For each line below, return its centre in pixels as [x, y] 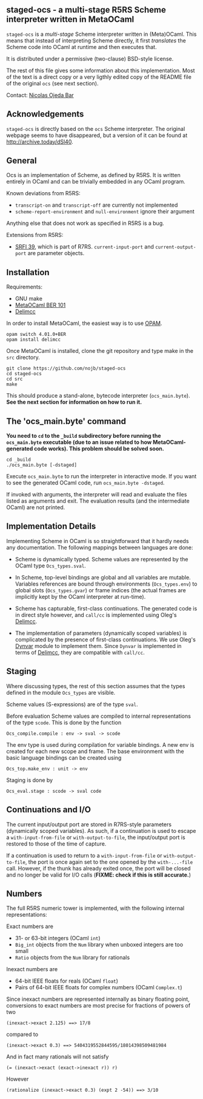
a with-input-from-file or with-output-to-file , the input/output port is [96, 837]
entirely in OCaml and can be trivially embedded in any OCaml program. [96, 182]
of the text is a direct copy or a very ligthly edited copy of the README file [99, 77]
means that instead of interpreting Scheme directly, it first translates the [96, 40]
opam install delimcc [34, 340]
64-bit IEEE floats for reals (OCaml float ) [66, 981]
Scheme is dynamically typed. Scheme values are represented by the [101, 559]
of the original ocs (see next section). [52, 83]
